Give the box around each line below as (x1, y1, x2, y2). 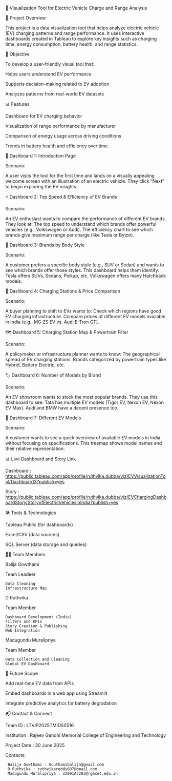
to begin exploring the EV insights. (5, 184, 78, 189)
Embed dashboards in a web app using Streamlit (5, 690, 107, 696)
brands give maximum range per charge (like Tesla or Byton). (5, 232, 135, 238)
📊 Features (5, 101, 30, 107)
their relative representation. (5, 445, 65, 452)
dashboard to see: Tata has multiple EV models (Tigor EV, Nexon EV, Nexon (5, 399, 164, 405)
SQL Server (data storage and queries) (5, 541, 87, 548)
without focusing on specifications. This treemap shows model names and (5, 440, 162, 446)
